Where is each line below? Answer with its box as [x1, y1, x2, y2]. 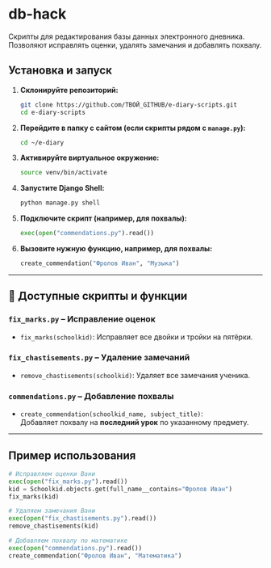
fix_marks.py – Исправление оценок [8, 313, 156, 325]
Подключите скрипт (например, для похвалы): [19, 213, 187, 223]
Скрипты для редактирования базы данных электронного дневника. [8, 32, 245, 41]
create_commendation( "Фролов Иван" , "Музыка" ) [19, 259, 180, 267]
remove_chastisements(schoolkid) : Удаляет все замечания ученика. [19, 370, 251, 380]
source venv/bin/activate [19, 169, 107, 177]
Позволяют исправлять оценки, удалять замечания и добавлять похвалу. [8, 40, 262, 49]
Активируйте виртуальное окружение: [19, 153, 160, 162]
